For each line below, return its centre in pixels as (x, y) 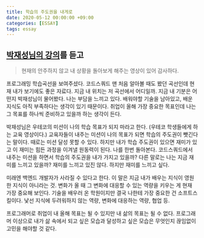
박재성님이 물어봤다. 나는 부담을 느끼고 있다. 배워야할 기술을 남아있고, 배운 (105, 99)
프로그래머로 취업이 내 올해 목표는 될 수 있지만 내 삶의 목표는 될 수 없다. (90, 214)
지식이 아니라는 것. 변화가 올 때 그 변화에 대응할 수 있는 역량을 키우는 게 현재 (103, 185)
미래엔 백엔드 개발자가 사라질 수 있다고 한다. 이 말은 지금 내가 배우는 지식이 (95, 178)
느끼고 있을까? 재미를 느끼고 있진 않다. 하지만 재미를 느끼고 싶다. (93, 165)
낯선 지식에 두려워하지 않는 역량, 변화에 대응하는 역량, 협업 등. (97, 200)
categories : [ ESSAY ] (33, 23)
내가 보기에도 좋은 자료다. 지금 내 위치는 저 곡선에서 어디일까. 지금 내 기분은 (102, 91)
